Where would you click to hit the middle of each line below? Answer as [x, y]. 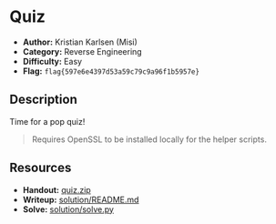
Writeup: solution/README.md [81, 199]
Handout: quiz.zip [56, 189]
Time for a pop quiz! [47, 121]
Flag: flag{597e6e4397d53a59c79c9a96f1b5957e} [111, 71]
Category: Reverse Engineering [82, 51]
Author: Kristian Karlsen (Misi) [80, 42]
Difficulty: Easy [52, 61]
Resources [41, 168]
